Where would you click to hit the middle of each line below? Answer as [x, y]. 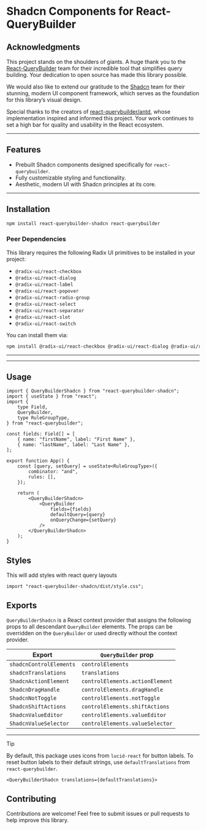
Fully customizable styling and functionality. [71, 178]
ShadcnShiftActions [38, 707]
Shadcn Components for [70, 11]
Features [24, 150]
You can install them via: [37, 335]
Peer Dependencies [36, 239]
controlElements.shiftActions [125, 707]
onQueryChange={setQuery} [83, 520]
